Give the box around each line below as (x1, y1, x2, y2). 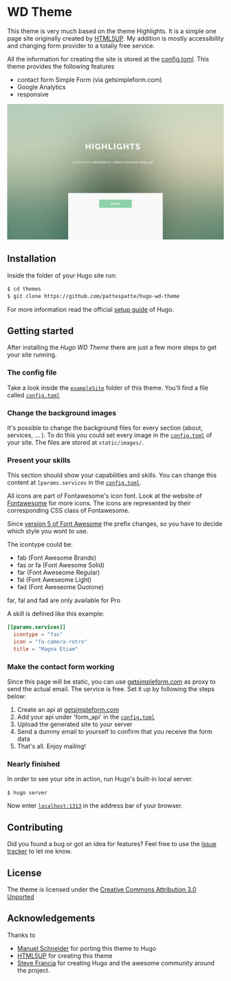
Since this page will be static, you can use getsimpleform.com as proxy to (7, 677, 216, 686)
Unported (7, 892, 34, 900)
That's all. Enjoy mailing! (16, 742, 86, 750)
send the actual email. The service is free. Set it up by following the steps (7, 685, 215, 693)
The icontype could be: (7, 540, 74, 549)
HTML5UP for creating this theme (16, 951, 113, 960)
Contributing (7, 821, 63, 833)
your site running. (7, 350, 57, 359)
